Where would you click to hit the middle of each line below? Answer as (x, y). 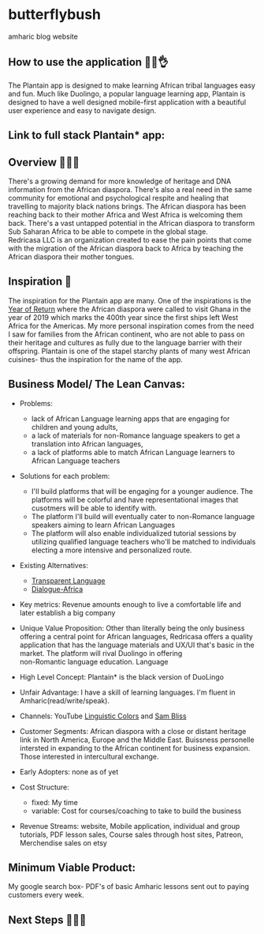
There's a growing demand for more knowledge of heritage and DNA (120, 181)
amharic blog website (43, 36)
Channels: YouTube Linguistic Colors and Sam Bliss (103, 716)
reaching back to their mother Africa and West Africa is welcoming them (125, 214)
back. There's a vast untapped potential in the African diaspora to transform (132, 223)
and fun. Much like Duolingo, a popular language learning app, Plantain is (127, 93)
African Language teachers (76, 461)
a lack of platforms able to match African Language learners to (133, 452)
